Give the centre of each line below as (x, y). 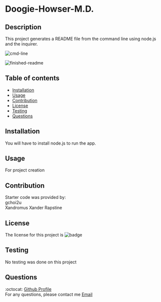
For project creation (25, 170)
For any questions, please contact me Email (49, 294)
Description (23, 27)
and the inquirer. (21, 44)
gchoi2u (13, 203)
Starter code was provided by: (35, 197)
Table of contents (32, 78)
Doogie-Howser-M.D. (50, 9)
